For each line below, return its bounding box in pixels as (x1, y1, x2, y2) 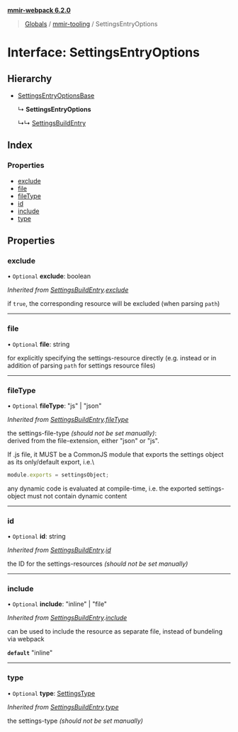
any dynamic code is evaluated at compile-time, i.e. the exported (7, 484, 197, 493)
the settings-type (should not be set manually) (7, 716, 144, 725)
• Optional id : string (7, 532, 66, 541)
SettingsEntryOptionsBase (17, 91, 95, 100)
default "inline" (7, 648, 53, 657)
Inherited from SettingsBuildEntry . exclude (7, 286, 129, 294)
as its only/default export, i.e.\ (7, 457, 94, 466)
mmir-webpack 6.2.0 (7, 6, 71, 14)
